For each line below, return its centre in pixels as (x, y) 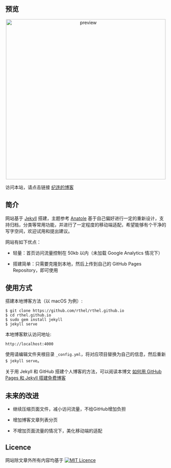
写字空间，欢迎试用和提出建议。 (39, 231)
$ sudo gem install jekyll (34, 320)
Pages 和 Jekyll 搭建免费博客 (36, 378)
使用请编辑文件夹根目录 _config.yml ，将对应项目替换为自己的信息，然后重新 (86, 354)
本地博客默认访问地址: (29, 334)
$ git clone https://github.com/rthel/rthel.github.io (65, 311)
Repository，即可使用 (35, 270)
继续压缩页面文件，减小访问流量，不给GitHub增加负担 (69, 409)
